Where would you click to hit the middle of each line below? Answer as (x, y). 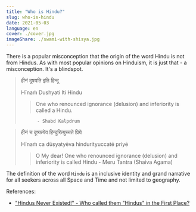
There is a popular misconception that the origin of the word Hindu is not (95, 56)
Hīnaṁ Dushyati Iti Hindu (51, 92)
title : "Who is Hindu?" (36, 12)
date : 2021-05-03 (28, 23)
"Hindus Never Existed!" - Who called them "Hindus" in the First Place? (102, 203)
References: (21, 191)
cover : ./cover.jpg (30, 34)
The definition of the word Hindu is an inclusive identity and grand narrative (98, 174)
